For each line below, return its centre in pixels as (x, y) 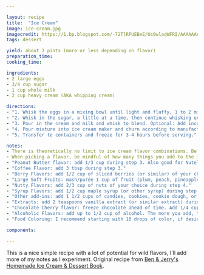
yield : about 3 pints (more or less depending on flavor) (81, 51)
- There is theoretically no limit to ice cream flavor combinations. (97, 151)
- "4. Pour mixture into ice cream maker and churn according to (90, 129)
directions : (21, 107)
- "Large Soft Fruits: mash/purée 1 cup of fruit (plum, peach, (89, 180)
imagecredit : (23, 34)
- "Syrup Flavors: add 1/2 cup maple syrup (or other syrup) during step (102, 191)
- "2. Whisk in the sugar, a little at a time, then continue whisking (99, 118)
